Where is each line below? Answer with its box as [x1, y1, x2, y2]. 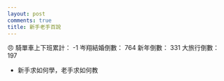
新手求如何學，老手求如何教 [17, 66, 99, 75]
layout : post [7, 10, 46, 18]
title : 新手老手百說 [7, 23, 61, 30]
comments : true [7, 17, 52, 24]
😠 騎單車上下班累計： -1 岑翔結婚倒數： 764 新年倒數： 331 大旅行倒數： [7, 44, 220, 52]
